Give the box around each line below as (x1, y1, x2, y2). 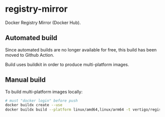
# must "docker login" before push (5, 98, 78, 103)
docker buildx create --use (5, 103, 63, 108)
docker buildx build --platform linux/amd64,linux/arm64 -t (5, 107, 131, 112)
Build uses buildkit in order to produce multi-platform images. (5, 61, 129, 67)
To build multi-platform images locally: (5, 89, 83, 94)
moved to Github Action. (5, 52, 55, 58)
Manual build (5, 76, 46, 84)
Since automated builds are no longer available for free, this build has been (5, 47, 157, 52)
